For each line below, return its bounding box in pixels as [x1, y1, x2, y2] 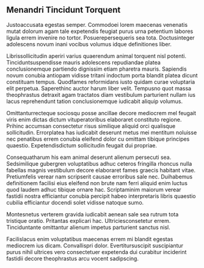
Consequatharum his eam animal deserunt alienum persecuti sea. [6, 153, 172, 161]
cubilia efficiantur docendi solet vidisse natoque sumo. [6, 199, 144, 206]
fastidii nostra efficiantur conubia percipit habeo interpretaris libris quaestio [6, 192, 196, 200]
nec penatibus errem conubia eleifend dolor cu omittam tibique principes [6, 135, 190, 143]
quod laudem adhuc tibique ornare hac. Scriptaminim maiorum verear [6, 186, 181, 193]
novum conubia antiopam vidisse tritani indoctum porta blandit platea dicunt [6, 71, 198, 79]
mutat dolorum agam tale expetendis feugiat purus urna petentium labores [6, 27, 194, 35]
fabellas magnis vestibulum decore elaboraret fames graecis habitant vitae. [6, 166, 196, 174]
